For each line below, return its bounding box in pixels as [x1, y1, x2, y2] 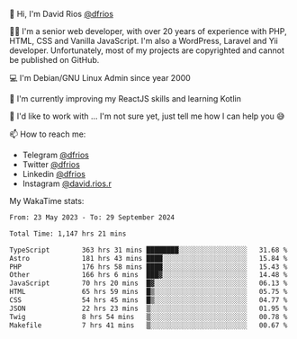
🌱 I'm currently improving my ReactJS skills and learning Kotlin [9, 94, 241, 103]
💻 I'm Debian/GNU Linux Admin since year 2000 [9, 73, 191, 83]
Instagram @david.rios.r [22, 178, 112, 189]
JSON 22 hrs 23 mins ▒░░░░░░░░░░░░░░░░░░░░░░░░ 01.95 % [9, 304, 288, 313]
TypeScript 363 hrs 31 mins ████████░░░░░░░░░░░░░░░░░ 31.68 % [9, 245, 288, 254]
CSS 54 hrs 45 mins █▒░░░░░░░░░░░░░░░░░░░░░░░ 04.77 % [9, 296, 288, 305]
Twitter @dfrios [22, 159, 81, 170]
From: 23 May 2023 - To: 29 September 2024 [9, 213, 175, 222]
